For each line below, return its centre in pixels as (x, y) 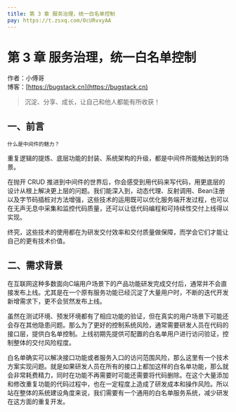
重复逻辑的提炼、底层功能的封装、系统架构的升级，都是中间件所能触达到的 (115, 158)
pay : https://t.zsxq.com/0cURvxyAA (59, 20)
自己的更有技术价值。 (38, 241)
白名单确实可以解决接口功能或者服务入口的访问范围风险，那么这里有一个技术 (118, 358)
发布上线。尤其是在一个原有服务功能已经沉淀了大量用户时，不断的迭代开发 (121, 292)
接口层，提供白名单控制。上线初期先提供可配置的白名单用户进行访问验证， (115, 334)
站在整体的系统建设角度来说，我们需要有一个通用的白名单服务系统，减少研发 (118, 393)
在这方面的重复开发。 (38, 401)
